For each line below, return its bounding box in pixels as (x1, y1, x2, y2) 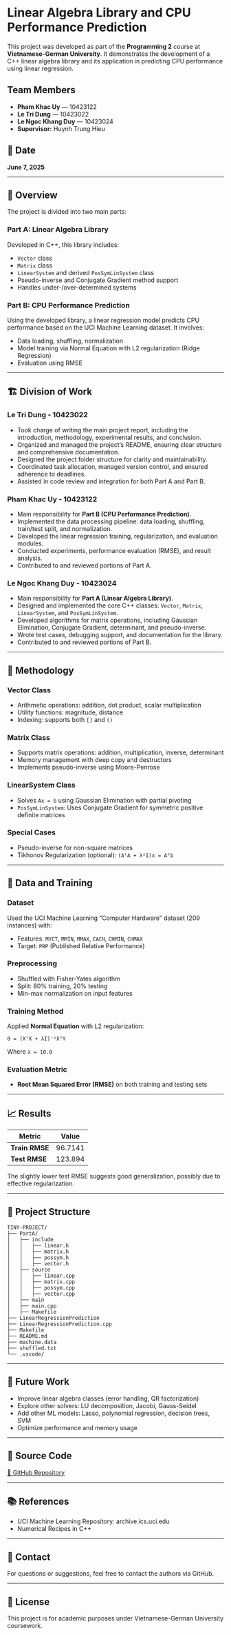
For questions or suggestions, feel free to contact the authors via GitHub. (7, 1569, 214, 1578)
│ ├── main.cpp (7, 1303, 57, 1310)
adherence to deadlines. (16, 470, 86, 478)
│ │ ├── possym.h (7, 1254, 69, 1261)
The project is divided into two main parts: (7, 208, 127, 216)
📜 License (7, 1596, 50, 1607)
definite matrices (16, 810, 65, 819)
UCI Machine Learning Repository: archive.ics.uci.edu (16, 1517, 170, 1525)
